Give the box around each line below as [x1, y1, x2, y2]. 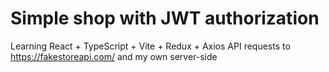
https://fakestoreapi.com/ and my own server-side [10, 50, 218, 62]
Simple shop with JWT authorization [10, 7, 320, 30]
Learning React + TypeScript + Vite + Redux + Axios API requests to [10, 40, 291, 52]
